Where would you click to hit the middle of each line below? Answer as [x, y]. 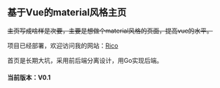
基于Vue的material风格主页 [67, 13]
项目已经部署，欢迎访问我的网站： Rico [63, 45]
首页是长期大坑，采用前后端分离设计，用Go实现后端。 [85, 60]
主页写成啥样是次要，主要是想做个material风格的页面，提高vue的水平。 [110, 31]
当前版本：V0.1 [29, 78]
